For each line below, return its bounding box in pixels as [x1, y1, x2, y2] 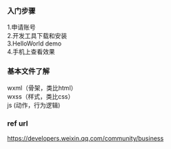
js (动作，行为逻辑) [7, 101, 61, 109]
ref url [7, 119, 28, 128]
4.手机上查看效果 [7, 48, 55, 56]
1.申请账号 [7, 23, 36, 32]
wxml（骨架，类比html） [7, 83, 77, 92]
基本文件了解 [7, 67, 50, 77]
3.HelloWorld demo [7, 39, 62, 48]
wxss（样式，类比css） [7, 92, 74, 101]
